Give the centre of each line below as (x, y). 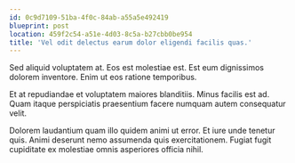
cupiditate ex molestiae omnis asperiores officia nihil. (107, 150)
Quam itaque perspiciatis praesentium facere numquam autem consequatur (147, 104)
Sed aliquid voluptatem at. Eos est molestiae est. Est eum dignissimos (137, 68)
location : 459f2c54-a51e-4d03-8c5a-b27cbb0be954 (101, 34)
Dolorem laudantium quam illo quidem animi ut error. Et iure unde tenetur (142, 131)
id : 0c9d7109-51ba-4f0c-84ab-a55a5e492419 (89, 17)
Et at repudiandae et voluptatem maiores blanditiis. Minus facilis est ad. (140, 94)
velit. (18, 113)
